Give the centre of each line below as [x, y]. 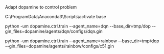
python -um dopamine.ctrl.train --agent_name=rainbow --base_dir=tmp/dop [82, 41]
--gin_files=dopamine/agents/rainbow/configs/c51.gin [59, 46]
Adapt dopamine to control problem [41, 7]
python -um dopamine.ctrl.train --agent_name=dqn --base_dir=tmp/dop [78, 26]
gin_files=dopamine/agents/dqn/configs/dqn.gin [54, 31]
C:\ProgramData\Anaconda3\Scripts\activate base [56, 16]
